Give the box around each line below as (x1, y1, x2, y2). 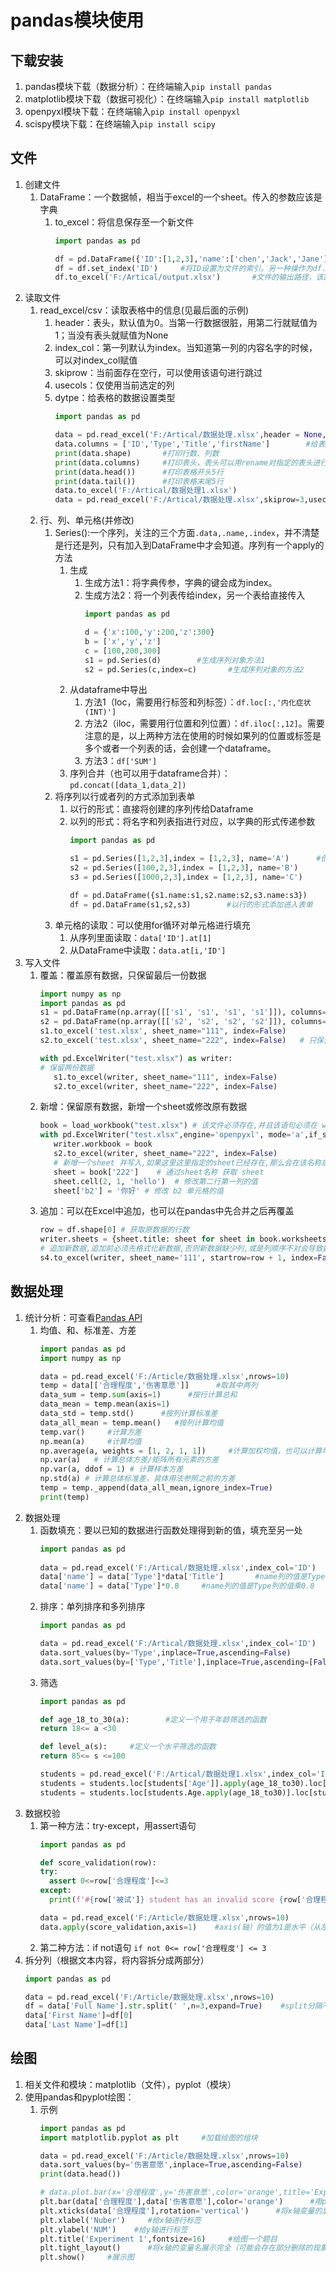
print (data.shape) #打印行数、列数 (54, 448, 220, 458)
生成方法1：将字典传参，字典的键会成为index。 (84, 577, 278, 589)
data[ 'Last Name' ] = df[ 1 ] (24, 2020, 129, 2030)
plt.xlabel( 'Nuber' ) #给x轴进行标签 (39, 2215, 202, 2225)
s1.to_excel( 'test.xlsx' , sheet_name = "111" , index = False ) (39, 1026, 287, 1036)
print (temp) (39, 1492, 90, 1502)
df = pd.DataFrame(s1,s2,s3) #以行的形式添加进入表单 (69, 899, 313, 910)
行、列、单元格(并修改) (39, 514, 135, 526)
